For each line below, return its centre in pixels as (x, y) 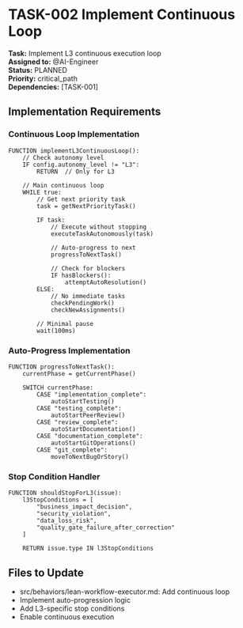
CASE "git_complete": (72, 450)
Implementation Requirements (85, 112)
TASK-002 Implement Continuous (122, 15)
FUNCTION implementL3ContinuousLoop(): (74, 151)
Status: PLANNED (38, 70)
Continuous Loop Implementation (74, 134)
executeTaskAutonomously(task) (102, 234)
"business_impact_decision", (85, 507)
